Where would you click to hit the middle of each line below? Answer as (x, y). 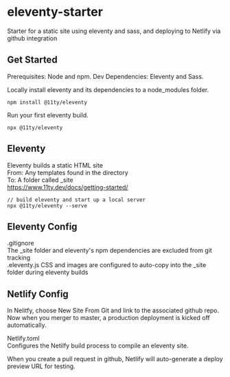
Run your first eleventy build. (48, 115)
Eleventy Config (42, 226)
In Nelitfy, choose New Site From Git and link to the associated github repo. (113, 310)
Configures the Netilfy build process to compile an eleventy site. (98, 346)
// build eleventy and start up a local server (77, 200)
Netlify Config (38, 294)
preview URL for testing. (41, 366)
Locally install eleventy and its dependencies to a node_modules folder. (108, 89)
